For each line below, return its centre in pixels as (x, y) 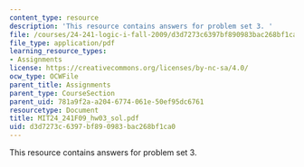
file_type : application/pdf (62, 43)
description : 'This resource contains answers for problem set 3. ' (141, 26)
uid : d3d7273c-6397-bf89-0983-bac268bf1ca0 (93, 127)
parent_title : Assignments (60, 85)
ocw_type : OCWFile (44, 77)
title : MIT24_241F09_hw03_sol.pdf (75, 118)
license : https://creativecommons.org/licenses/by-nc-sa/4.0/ (129, 69)
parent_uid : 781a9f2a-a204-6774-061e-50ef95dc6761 (107, 102)
